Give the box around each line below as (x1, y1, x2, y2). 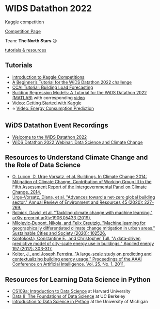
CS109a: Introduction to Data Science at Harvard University (12, 288, 131, 294)
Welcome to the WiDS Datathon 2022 (12, 134, 87, 140)
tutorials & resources (5, 47, 47, 53)
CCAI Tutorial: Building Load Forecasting (12, 84, 93, 90)
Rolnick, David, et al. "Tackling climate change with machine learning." (12, 210, 153, 216)
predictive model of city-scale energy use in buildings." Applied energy (12, 241, 154, 246)
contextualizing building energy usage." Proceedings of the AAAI (12, 256, 142, 262)
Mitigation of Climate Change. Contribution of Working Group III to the (12, 179, 152, 185)
